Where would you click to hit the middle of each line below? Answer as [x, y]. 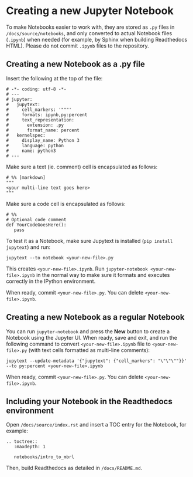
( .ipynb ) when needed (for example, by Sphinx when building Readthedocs [97, 39]
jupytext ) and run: [28, 247]
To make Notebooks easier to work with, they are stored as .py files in [90, 27]
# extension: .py [35, 125]
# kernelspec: [26, 135]
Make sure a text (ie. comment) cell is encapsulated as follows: [82, 167]
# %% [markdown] [26, 177]
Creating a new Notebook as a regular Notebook [95, 317]
